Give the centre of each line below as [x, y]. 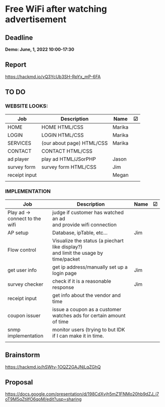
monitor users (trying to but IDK [89, 329]
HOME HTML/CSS [62, 127]
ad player [18, 159]
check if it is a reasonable [82, 281]
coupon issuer [24, 315]
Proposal [19, 382]
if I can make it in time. [78, 336]
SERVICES [19, 143]
